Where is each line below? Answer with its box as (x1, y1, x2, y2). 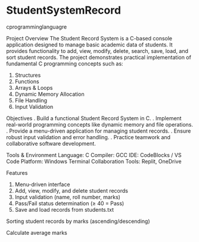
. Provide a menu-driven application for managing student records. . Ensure (6, 127, 191, 134)
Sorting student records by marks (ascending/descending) (6, 218, 150, 225)
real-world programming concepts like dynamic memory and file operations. (6, 121, 194, 128)
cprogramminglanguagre (6, 23, 67, 30)
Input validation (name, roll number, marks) (14, 193, 121, 200)
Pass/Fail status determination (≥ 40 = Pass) (14, 200, 125, 207)
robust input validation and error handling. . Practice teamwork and (6, 133, 171, 140)
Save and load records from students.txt (14, 206, 114, 213)
